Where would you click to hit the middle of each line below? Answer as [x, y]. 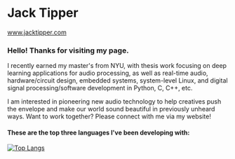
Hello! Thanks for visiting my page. [68, 50]
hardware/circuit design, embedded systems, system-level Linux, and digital [117, 81]
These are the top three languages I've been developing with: [99, 132]
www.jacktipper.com [37, 32]
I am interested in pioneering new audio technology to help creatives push [114, 102]
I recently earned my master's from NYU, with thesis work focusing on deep [117, 66]
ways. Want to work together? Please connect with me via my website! [109, 116]
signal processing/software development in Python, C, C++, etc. [100, 88]
